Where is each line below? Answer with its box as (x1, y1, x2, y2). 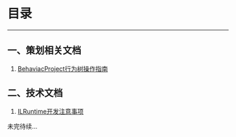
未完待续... (7, 122, 38, 130)
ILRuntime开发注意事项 (17, 107, 84, 115)
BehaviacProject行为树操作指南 (17, 64, 108, 73)
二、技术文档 (7, 87, 63, 99)
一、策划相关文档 (7, 44, 81, 56)
